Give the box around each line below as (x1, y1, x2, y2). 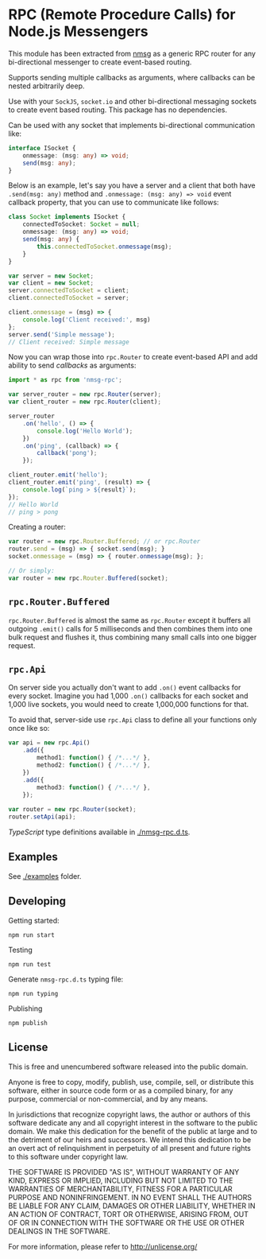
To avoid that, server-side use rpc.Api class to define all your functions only (8, 715, 257, 725)
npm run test (8, 960, 52, 968)
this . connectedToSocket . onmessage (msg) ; (37, 243, 172, 251)
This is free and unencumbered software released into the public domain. (8, 1062, 249, 1071)
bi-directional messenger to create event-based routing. (8, 57, 192, 67)
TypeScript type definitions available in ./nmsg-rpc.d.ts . (8, 827, 191, 837)
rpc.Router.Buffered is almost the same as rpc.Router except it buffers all (8, 615, 251, 625)
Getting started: (8, 915, 60, 925)
